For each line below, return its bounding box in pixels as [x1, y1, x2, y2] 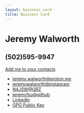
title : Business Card [5, 12, 50, 17]
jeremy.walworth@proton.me [12, 75, 72, 82]
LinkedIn [12, 97, 30, 103]
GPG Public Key [12, 102, 44, 108]
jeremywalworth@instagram [12, 81, 70, 87]
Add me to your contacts [5, 66, 56, 72]
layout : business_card [5, 7, 52, 12]
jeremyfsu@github [12, 91, 50, 97]
